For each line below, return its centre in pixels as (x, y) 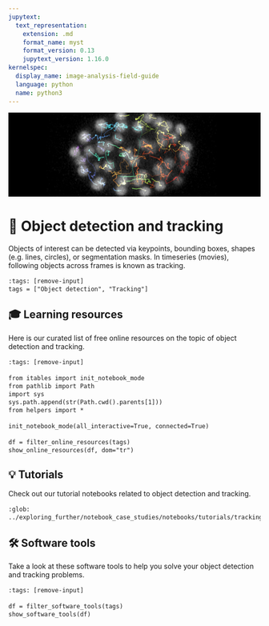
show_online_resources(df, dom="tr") (71, 450)
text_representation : (52, 25)
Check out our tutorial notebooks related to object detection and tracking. (130, 494)
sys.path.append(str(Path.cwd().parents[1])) (85, 402)
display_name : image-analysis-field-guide (87, 76)
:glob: (19, 510)
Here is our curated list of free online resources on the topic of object (123, 338)
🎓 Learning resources (66, 315)
